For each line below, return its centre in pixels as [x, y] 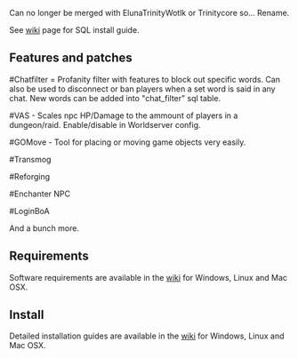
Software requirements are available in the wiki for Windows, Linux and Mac [148, 277]
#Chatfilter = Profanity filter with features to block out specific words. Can [145, 79]
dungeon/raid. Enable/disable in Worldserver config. [105, 124]
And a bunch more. [44, 228]
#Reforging [30, 176]
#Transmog [30, 159]
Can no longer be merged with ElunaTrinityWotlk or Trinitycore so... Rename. [149, 13]
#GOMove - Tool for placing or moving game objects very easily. [128, 142]
